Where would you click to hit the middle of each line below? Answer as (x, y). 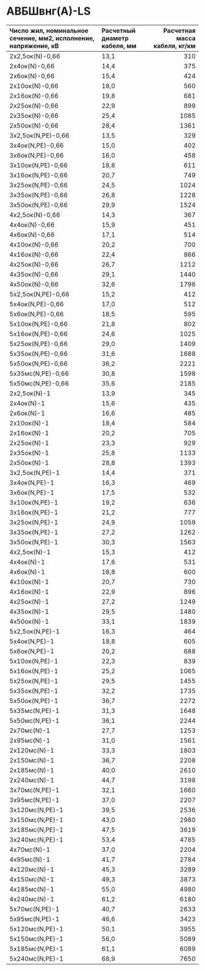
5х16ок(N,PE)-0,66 (39, 334)
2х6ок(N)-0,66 (32, 76)
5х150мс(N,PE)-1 (37, 939)
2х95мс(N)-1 (30, 740)
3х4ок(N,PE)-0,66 (37, 145)
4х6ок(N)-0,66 (32, 234)
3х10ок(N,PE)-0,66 (39, 165)
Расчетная (179, 31)
